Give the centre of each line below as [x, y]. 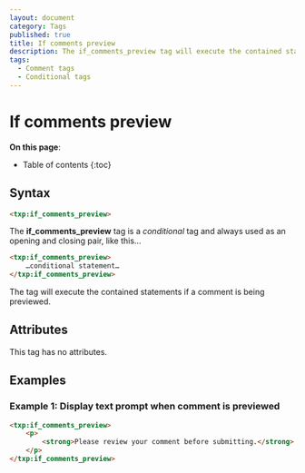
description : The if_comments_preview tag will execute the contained [146, 52]
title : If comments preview [63, 43]
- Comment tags [46, 69]
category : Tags [38, 26]
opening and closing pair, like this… [75, 241]
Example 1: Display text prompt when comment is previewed [145, 407]
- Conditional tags [54, 77]
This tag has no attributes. [58, 351]
